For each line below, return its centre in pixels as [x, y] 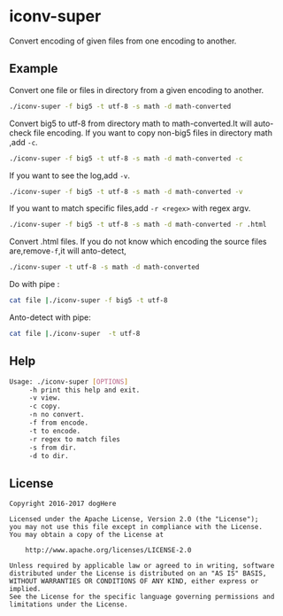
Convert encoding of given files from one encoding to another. [123, 41]
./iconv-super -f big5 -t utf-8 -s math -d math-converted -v [126, 191]
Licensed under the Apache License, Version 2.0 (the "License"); [134, 519]
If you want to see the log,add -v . [70, 175]
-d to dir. [49, 456]
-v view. [45, 398]
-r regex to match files [75, 439]
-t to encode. [55, 431]
